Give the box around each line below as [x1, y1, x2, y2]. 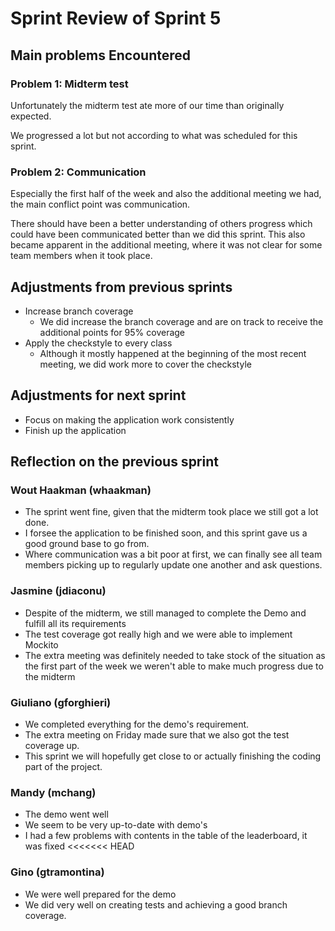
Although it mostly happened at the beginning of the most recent [39, 347, 307, 359]
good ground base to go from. [24, 538, 150, 550]
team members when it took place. [10, 250, 153, 262]
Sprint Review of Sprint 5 [10, 7, 222, 30]
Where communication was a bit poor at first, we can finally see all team [24, 548, 323, 561]
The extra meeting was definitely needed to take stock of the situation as [24, 649, 326, 661]
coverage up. [24, 740, 80, 752]
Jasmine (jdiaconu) [10, 584, 107, 598]
